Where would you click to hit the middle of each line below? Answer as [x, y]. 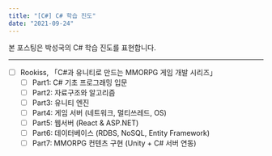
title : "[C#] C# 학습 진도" [52, 16]
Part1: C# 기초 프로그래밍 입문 [80, 82]
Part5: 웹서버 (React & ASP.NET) [85, 123]
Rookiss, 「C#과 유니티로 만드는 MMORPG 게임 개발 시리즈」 [118, 72]
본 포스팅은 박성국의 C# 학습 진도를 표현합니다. [82, 47]
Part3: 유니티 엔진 [61, 103]
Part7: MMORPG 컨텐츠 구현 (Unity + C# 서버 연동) [114, 143]
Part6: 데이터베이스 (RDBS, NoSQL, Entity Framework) [121, 133]
